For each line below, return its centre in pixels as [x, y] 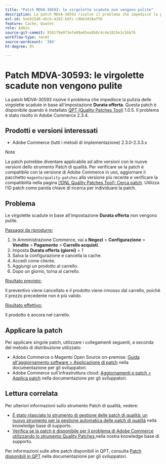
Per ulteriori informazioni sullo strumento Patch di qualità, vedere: [72, 405]
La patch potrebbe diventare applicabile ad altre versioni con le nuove [76, 162]
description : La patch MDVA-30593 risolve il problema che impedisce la [82, 14]
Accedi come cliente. [34, 261]
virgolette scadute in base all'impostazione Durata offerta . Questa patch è [81, 105]
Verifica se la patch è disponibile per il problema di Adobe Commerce [83, 431]
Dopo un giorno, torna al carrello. [46, 271]
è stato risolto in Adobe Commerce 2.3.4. [47, 115]
